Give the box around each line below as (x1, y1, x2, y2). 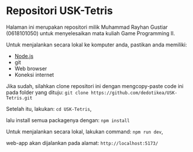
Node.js (14, 52, 34, 59)
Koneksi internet (14, 71, 54, 78)
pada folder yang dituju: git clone (6, 89, 89, 96)
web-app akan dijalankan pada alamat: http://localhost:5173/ (6, 139, 158, 146)
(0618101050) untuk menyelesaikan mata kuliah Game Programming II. (6, 29, 175, 36)
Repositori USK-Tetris (6, 4, 113, 18)
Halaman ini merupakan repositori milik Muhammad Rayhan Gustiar (6, 23, 168, 31)
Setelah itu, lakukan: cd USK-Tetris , (6, 105, 92, 112)
